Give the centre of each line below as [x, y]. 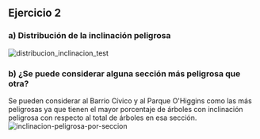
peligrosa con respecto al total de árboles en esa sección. [103, 118]
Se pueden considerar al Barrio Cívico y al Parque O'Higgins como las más [130, 100]
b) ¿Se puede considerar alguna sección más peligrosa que [124, 73]
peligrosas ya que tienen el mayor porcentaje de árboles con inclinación [126, 109]
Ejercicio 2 [35, 13]
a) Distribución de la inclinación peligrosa [90, 36]
